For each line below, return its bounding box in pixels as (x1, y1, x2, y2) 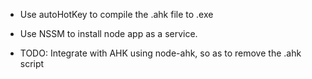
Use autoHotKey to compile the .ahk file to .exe (19, 9, 214, 20)
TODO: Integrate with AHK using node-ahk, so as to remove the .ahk (19, 47, 302, 59)
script (19, 58, 45, 69)
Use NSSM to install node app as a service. (19, 28, 198, 39)
